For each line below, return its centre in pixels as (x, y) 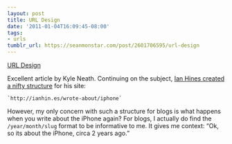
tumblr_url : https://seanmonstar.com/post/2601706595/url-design (103, 45)
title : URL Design (34, 20)
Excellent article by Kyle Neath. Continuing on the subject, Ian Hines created (116, 79)
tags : (15, 33)
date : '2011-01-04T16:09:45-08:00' (59, 26)
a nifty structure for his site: (47, 86)
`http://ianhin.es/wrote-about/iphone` (65, 99)
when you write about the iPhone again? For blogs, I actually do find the (109, 119)
